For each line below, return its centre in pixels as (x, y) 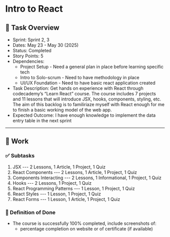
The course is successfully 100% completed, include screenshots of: (84, 223)
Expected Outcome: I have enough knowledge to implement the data (84, 115)
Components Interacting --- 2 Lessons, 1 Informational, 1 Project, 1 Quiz (87, 178)
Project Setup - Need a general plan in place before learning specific (92, 67)
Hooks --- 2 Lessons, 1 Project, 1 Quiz (52, 183)
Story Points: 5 (28, 56)
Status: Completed (32, 50)
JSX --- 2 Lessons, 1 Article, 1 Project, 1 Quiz (59, 167)
